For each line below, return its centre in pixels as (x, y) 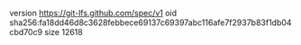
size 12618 (64, 32)
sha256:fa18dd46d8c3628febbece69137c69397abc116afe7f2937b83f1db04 (150, 22)
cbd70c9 (26, 32)
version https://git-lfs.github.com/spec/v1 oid (93, 13)
